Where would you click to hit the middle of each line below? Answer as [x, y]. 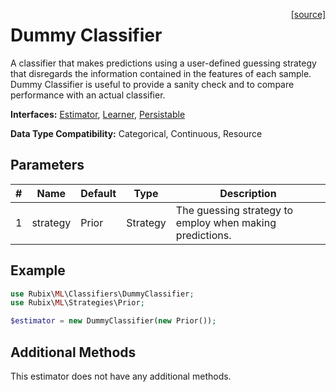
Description [248, 193]
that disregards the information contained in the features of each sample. [161, 73]
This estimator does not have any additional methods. [121, 376]
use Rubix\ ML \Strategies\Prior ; [77, 303]
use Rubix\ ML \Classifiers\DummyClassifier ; [102, 294]
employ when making [226, 222]
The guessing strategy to [234, 210]
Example [38, 270]
